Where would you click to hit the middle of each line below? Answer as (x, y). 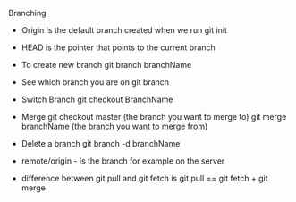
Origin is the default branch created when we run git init (124, 30)
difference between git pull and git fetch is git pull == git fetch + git (145, 178)
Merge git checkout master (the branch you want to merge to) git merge (154, 117)
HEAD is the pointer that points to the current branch (118, 47)
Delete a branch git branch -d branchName (101, 143)
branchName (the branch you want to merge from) (114, 126)
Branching (27, 13)
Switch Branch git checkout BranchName (97, 99)
